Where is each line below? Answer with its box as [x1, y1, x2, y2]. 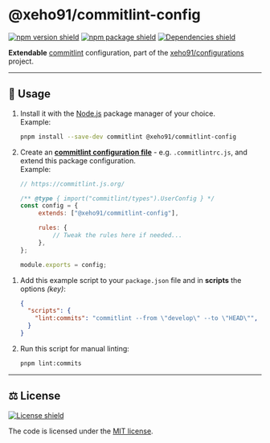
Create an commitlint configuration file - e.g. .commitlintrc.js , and [19, 147, 247, 157]
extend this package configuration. [19, 155, 137, 166]
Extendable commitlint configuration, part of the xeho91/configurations [8, 47, 244, 57]
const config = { [19, 202, 79, 210]
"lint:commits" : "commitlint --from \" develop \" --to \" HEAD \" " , [35, 314, 259, 322]
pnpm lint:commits [19, 359, 82, 367]
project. [8, 56, 35, 66]
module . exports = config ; [19, 260, 107, 269]
